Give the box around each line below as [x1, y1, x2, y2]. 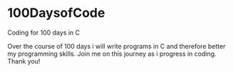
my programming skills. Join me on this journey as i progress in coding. [7, 49, 217, 58]
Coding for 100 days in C [7, 28, 81, 37]
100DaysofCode [7, 5, 105, 21]
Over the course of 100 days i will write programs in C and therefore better [7, 42, 226, 50]
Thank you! [7, 56, 41, 65]
